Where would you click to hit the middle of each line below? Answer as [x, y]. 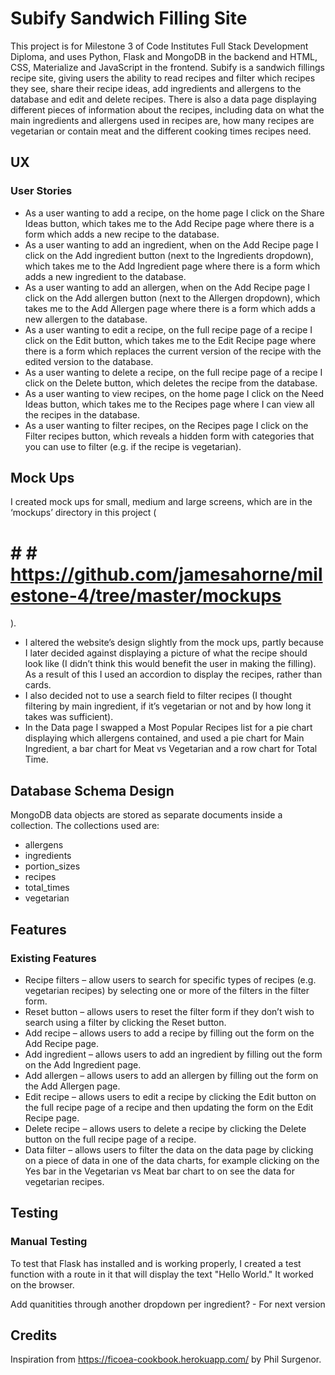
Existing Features [53, 958]
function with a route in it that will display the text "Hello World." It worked [162, 1274]
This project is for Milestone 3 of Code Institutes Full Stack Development [159, 46]
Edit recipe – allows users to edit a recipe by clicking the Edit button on [170, 1096]
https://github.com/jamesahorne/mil [166, 574]
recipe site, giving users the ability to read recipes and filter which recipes [163, 78]
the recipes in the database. [82, 414]
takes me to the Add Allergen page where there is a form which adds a [170, 308]
